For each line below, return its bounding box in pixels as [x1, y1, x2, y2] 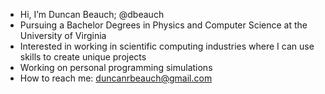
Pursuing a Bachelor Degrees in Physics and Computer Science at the [19, 19, 308, 31]
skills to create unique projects [19, 51, 147, 63]
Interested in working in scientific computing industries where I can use [19, 40, 315, 52]
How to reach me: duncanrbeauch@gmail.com [19, 72, 213, 84]
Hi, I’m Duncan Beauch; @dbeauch [19, 9, 165, 20]
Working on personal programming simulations [19, 62, 213, 73]
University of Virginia [19, 30, 107, 41]
